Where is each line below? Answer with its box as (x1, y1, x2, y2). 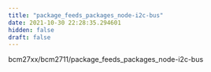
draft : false (8, 33, 51, 41)
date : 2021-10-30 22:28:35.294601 (8, 19, 122, 27)
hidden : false (8, 26, 55, 34)
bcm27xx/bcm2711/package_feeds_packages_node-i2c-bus (8, 55, 204, 64)
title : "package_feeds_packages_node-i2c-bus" (8, 11, 164, 20)
